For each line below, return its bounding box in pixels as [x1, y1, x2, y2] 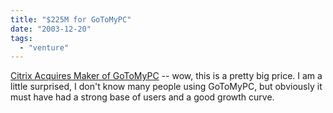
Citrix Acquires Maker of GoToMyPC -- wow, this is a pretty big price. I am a [10, 70, 323, 82]
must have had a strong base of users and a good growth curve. [10, 91, 275, 103]
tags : [10, 33, 33, 43]
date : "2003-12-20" [10, 24, 92, 34]
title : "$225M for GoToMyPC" [10, 14, 132, 25]
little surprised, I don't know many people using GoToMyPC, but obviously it [10, 81, 323, 93]
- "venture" [19, 42, 70, 53]
